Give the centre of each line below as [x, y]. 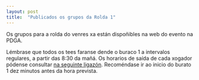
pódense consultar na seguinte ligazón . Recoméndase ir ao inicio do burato [99, 64]
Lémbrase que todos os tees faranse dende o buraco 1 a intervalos [88, 52]
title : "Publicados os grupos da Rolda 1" [61, 17]
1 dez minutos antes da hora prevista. [52, 71]
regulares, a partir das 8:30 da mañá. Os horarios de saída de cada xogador [99, 58]
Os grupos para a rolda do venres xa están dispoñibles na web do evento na [100, 34]
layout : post [22, 12]
